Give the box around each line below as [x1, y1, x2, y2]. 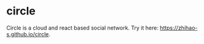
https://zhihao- [159, 24, 198, 31]
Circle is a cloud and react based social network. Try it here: [6, 24, 159, 31]
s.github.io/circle [6, 30, 49, 37]
